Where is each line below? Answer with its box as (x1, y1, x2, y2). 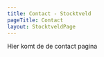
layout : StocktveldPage (7, 23, 76, 30)
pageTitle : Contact (7, 17, 64, 24)
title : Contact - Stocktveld (7, 10, 92, 17)
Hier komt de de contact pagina (7, 42, 98, 51)
